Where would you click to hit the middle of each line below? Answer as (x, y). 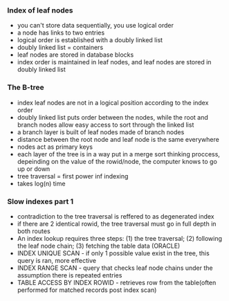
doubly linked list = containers (60, 48)
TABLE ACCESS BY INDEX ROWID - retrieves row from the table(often (117, 282)
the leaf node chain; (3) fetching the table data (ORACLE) (99, 246)
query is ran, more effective (57, 260)
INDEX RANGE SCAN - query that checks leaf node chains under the (115, 268)
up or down (34, 169)
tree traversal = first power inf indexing (73, 176)
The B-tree (26, 87)
